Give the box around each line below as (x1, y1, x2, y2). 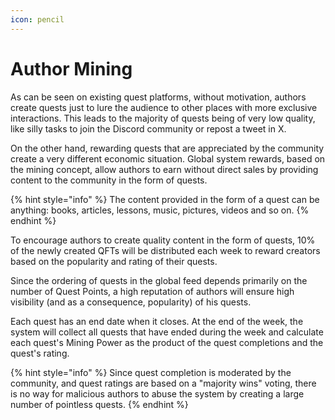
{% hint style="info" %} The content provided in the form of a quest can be (10, 193, 320, 205)
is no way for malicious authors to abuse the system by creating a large (10, 387, 305, 400)
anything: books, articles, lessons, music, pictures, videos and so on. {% (10, 204, 310, 216)
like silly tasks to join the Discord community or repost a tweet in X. (10, 122, 287, 135)
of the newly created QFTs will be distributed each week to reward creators (10, 244, 321, 256)
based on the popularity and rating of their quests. (10, 255, 218, 267)
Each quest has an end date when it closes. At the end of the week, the (10, 315, 304, 327)
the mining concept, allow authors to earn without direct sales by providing (10, 163, 319, 175)
